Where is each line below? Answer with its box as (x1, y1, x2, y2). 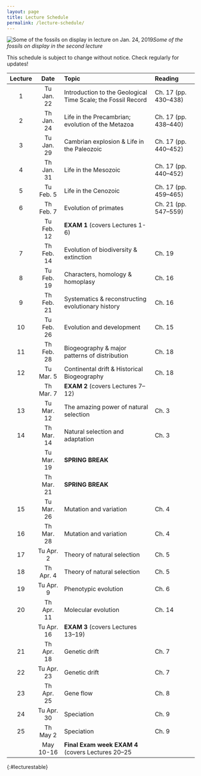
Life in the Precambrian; (64, 113, 131, 121)
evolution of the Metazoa (64, 120, 134, 129)
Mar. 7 (39, 389, 57, 398)
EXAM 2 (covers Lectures (64, 382, 137, 391)
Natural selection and (64, 428, 124, 436)
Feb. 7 (39, 208, 57, 216)
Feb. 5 (39, 190, 57, 199)
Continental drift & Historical (64, 365, 143, 373)
